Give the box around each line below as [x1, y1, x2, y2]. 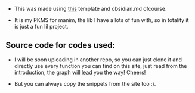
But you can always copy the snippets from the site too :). [14, 80, 156, 87]
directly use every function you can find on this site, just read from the [14, 62, 187, 69]
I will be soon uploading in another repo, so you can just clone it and [14, 56, 182, 63]
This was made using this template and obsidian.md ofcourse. [14, 5, 167, 12]
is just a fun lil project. [14, 23, 69, 30]
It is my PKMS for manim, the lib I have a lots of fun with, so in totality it [14, 17, 189, 23]
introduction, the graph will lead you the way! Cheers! [14, 69, 146, 76]
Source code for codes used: [5, 40, 116, 50]
